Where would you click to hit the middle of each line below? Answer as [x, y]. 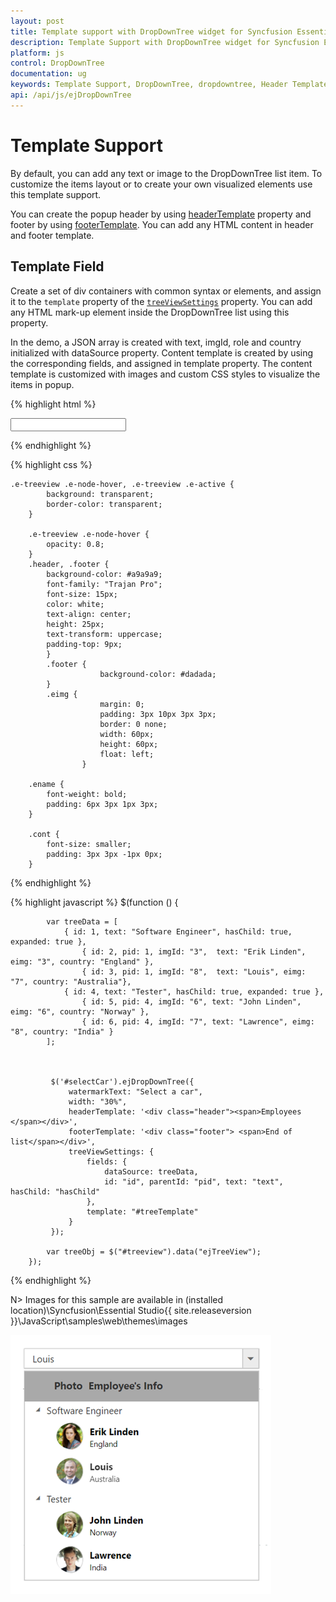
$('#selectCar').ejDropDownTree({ [122, 1081]
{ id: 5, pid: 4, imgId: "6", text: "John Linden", [191, 1001]
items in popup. [42, 384]
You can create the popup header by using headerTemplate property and [161, 214]
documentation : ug [48, 74]
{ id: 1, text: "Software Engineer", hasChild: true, [178, 931]
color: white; [75, 604]
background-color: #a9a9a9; [104, 574]
